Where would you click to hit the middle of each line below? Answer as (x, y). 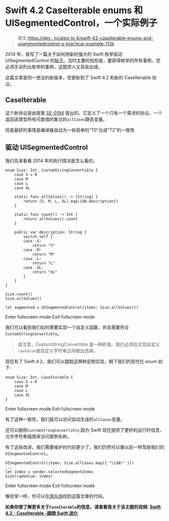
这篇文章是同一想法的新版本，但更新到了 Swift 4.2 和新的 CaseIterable (78, 77)
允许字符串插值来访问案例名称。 (38, 436)
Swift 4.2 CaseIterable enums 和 (74, 10)
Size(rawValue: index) (29, 476)
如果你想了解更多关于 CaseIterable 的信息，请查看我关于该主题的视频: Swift (83, 507)
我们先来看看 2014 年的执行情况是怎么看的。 (51, 160)
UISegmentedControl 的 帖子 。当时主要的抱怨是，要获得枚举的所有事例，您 (83, 60)
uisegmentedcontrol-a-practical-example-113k (66, 44)
